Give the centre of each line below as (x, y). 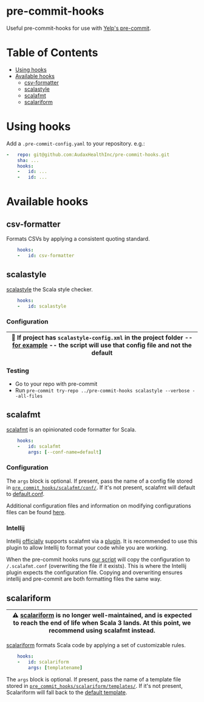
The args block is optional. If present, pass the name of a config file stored (100, 481)
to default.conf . (25, 494)
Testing (18, 370)
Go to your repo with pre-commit (56, 384)
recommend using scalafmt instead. (102, 630)
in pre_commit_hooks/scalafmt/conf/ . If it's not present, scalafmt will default (101, 487)
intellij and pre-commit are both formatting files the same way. (84, 579)
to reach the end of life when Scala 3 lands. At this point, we (102, 623)
